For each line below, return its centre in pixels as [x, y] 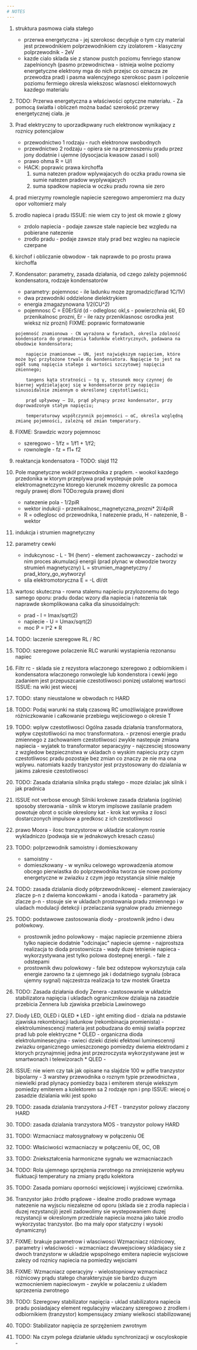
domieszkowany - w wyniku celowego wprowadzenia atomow [98, 865]
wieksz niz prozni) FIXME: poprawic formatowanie [84, 323]
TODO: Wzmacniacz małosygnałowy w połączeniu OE [80, 1136]
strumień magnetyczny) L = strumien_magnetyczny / [87, 568]
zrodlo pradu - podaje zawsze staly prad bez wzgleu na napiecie [102, 239]
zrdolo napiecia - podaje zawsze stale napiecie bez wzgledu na [100, 226]
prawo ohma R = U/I [48, 161]
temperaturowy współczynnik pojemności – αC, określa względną [104, 416]
